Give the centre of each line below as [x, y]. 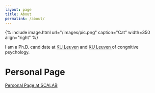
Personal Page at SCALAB [31, 85]
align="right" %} [22, 37]
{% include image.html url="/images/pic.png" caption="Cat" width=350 [78, 33]
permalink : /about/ [25, 19]
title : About [18, 14]
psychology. [17, 52]
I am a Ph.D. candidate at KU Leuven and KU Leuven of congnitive [72, 47]
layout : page [18, 9]
